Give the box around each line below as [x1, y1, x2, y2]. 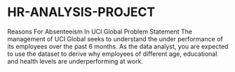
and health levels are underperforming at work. [7, 57, 144, 65]
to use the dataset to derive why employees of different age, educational [7, 50, 217, 58]
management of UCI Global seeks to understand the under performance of [7, 34, 223, 43]
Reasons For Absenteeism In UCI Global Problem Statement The [7, 27, 193, 36]
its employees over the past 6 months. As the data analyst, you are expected [7, 42, 229, 50]
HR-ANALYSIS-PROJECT [7, 4, 156, 20]
